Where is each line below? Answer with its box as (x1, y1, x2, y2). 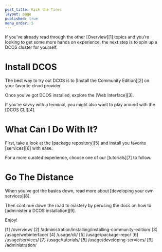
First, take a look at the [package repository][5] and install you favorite (5, 140, 146, 146)
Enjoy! (5, 217, 18, 223)
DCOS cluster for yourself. (5, 44, 58, 50)
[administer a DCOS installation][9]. (5, 208, 76, 213)
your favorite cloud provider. (5, 83, 62, 89)
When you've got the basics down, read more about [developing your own (5, 188, 154, 194)
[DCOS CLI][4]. (5, 107, 36, 113)
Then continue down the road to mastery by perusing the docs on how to (5, 203, 152, 209)
